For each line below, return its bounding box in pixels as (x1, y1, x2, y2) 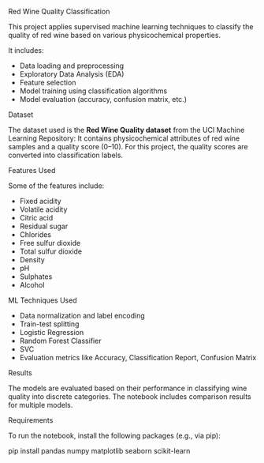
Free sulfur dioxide (19, 239, 81, 247)
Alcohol (19, 280, 45, 289)
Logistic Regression (19, 328, 84, 337)
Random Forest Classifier (19, 336, 102, 345)
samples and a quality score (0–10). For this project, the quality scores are (8, 142, 248, 151)
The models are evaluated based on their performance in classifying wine (8, 383, 247, 393)
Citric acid (19, 213, 54, 222)
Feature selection (19, 78, 76, 87)
